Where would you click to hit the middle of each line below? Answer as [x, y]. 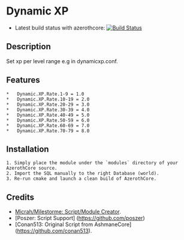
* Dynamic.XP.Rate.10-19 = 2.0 [48, 99]
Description [28, 47]
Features [23, 80]
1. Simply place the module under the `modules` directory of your [92, 163]
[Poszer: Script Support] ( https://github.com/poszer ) [80, 218]
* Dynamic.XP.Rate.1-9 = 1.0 [45, 94]
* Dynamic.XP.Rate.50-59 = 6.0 [48, 120]
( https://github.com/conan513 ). [53, 231]
